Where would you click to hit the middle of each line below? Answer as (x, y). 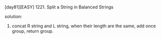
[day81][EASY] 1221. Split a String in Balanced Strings (59, 7)
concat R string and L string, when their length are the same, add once (84, 26)
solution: (14, 16)
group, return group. (33, 31)
